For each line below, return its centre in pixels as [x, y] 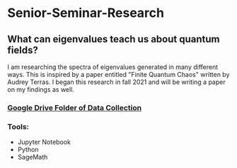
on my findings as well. [41, 89]
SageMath [33, 157]
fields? [23, 50]
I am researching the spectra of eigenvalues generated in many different [113, 67]
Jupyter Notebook [44, 142]
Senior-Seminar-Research [86, 13]
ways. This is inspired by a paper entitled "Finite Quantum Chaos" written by [118, 74]
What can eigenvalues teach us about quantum [114, 39]
